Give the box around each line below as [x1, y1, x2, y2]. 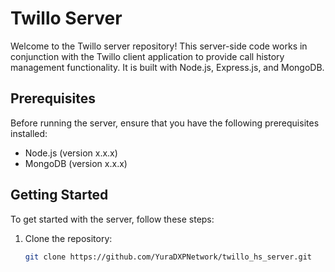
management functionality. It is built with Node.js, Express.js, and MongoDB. [10, 61, 325, 73]
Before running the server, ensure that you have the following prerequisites [10, 117, 320, 129]
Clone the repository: [24, 232, 113, 244]
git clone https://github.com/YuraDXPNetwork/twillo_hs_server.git [24, 252, 312, 262]
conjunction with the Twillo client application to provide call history [10, 50, 285, 62]
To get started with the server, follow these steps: [10, 213, 215, 225]
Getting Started [10, 187, 109, 204]
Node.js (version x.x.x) [24, 147, 118, 159]
